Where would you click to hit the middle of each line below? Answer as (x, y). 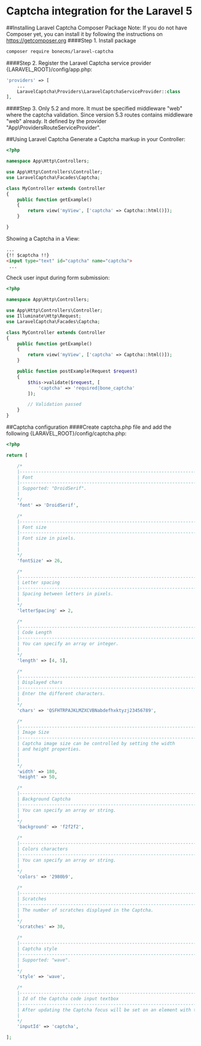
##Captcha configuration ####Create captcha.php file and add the (89, 427)
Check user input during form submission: (58, 278)
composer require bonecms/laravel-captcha (60, 51)
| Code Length (34, 633)
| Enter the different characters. (61, 694)
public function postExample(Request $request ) (77, 371)
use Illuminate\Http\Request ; (44, 316)
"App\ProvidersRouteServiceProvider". (54, 128)
